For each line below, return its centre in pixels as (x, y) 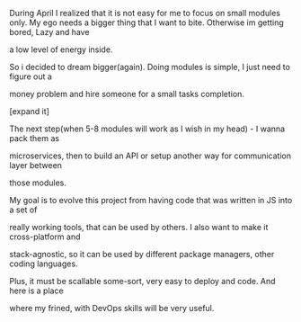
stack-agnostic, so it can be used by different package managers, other (142, 254)
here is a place (37, 291)
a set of (23, 210)
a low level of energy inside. (61, 49)
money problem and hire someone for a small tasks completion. (127, 94)
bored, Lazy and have (49, 32)
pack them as (35, 138)
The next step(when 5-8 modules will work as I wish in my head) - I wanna (147, 129)
